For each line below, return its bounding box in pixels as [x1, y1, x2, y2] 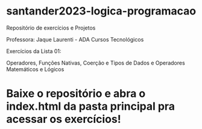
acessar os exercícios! [6, 113, 122, 126]
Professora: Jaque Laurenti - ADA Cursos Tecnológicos [6, 36, 144, 43]
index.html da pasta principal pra [6, 99, 175, 113]
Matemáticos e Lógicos [6, 65, 65, 73]
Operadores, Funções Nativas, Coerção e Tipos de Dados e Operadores [6, 59, 185, 66]
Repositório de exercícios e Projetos [6, 24, 96, 31]
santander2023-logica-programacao [6, 4, 197, 18]
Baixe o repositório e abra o [6, 87, 146, 101]
